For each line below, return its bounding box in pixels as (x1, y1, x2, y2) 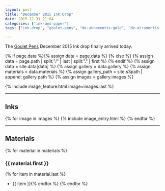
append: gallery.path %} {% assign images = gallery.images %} (5, 74, 134, 80)
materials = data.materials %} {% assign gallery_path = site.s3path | (5, 69, 143, 75)
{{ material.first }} (5, 160, 49, 167)
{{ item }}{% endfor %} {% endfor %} (12, 181, 88, 187)
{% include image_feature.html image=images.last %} (5, 83, 114, 89)
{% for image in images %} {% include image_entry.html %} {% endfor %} (5, 115, 156, 121)
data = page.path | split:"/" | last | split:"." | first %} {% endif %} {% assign (5, 58, 155, 64)
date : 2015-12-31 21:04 (5, 16, 54, 21)
